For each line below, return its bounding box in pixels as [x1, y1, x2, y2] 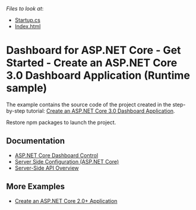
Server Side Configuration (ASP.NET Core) [14, 158, 119, 165]
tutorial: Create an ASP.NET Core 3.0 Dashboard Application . [26, 107, 175, 114]
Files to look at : [6, 5, 44, 12]
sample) [6, 81, 48, 95]
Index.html [14, 23, 41, 30]
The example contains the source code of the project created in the [6, 101, 171, 108]
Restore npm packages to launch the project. [6, 119, 116, 126]
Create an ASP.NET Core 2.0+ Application [14, 197, 118, 204]
